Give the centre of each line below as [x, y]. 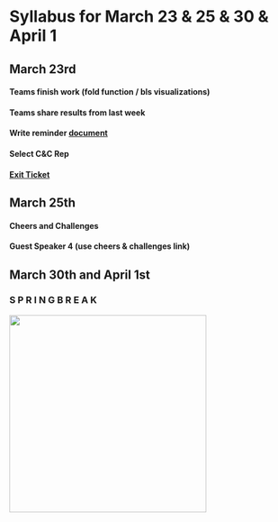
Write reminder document [58, 133]
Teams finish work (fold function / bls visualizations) [110, 92]
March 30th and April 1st [80, 275]
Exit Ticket [30, 174]
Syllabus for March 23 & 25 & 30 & [139, 17]
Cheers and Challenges [54, 225]
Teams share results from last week [77, 112]
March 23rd [43, 69]
